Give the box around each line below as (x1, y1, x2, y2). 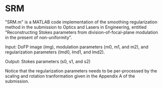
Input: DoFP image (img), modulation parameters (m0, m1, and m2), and (5, 44, 148, 50)
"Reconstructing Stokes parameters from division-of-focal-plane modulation (5, 29, 158, 35)
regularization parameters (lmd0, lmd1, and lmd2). (5, 49, 105, 55)
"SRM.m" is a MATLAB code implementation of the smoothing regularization (5, 19, 158, 25)
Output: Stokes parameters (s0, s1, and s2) (5, 58, 91, 64)
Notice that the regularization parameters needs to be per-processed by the (5, 68, 157, 73)
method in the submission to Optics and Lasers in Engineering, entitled (5, 24, 147, 30)
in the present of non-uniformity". (5, 35, 72, 40)
